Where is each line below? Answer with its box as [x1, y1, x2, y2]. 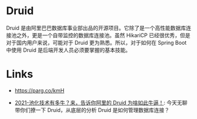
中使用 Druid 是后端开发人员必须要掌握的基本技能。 [6, 46, 131, 54]
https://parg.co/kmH [14, 87, 65, 94]
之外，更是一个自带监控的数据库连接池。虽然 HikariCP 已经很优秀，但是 [16, 31, 191, 39]
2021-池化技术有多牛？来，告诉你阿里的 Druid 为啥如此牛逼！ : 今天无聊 [14, 99, 188, 106]
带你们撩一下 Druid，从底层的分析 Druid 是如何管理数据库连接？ [14, 106, 170, 113]
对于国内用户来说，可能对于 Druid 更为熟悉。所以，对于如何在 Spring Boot [6, 39, 187, 46]
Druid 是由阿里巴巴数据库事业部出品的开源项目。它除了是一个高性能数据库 [6, 24, 186, 31]
